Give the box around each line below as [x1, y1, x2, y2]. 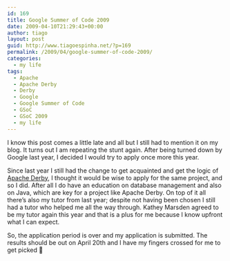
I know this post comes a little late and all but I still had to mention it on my [7, 138, 219, 146]
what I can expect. [7, 217, 60, 226]
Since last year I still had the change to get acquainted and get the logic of [7, 166, 219, 175]
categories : [7, 55, 41, 62]
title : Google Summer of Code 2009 [7, 17, 110, 23]
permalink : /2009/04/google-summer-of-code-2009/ [7, 49, 153, 56]
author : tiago [7, 29, 48, 37]
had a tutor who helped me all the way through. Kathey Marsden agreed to [7, 203, 219, 211]
